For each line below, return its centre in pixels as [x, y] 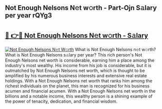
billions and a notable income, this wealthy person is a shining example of [79, 96]
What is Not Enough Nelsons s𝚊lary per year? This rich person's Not [74, 55]
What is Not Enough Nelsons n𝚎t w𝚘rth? [116, 49]
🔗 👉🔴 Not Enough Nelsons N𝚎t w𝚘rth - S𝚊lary [77, 35]
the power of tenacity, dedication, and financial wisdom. [61, 101]
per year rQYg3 [28, 16]
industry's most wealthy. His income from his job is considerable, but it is [78, 65]
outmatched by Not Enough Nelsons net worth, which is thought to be [75, 70]
